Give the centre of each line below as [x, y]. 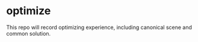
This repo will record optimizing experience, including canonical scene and [99, 27]
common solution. [29, 33]
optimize [29, 11]
